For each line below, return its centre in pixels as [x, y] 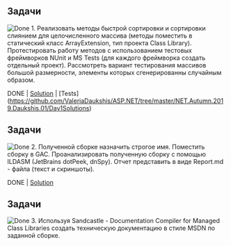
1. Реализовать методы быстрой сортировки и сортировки [119, 28]
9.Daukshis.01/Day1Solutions [48, 108]
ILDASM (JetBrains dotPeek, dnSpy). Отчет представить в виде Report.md [115, 161]
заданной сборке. [34, 236]
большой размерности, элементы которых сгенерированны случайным [114, 72]
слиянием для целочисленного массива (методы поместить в [100, 35]
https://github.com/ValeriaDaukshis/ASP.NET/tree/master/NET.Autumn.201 [117, 101]
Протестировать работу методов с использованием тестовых [100, 50]
